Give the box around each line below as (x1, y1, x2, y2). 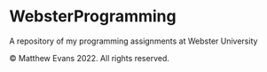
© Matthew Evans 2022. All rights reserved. (9, 52, 170, 63)
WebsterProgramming (9, 6, 177, 27)
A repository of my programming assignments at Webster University (9, 36, 258, 46)
